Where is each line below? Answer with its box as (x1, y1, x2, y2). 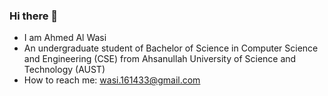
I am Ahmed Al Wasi (23, 32, 107, 44)
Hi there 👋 (9, 9, 59, 23)
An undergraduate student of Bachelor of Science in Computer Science (23, 42, 319, 54)
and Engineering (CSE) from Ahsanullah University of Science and (23, 53, 297, 65)
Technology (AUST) (23, 64, 106, 76)
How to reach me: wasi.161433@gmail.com (23, 74, 201, 86)
